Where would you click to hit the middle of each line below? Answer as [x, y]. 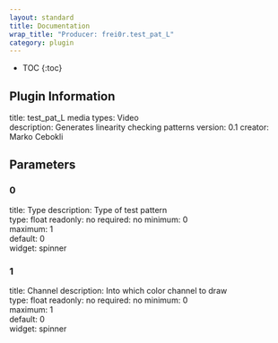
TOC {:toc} [42, 68]
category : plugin [42, 43]
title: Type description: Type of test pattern [88, 210]
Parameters [43, 165]
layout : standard [42, 17]
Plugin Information [62, 96]
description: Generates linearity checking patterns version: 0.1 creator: [139, 127]
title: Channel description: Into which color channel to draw [118, 291]
